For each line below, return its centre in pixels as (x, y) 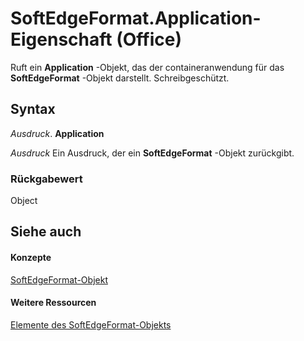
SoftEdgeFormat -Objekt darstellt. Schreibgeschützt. (120, 78)
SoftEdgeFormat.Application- (136, 18)
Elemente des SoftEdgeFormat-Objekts (91, 324)
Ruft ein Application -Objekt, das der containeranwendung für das (147, 67)
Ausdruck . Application (57, 133)
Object (24, 201)
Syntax (33, 109)
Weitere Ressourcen (53, 303)
